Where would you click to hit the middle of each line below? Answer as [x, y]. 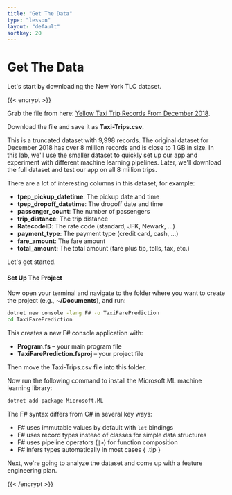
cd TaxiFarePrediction [40, 320]
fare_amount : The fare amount [61, 241]
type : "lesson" [29, 20]
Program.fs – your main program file [70, 346]
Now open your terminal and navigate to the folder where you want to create [116, 293]
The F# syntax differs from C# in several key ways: [80, 414]
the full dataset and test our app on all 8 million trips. [82, 170]
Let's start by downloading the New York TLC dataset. [84, 87]
